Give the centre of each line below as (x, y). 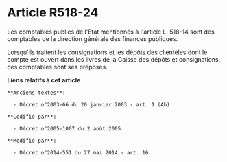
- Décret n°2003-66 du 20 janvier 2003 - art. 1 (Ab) (92, 104)
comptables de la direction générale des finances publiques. (93, 38)
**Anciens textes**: (37, 93)
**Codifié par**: (32, 117)
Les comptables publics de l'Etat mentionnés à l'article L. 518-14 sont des (111, 32)
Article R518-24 (53, 13)
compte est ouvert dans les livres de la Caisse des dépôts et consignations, (114, 59)
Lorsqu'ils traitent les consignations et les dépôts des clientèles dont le (107, 52)
